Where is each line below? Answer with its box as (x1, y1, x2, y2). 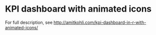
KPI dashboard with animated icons (5, 3, 152, 15)
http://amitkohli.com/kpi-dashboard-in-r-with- (53, 19, 146, 25)
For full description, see (5, 19, 53, 25)
